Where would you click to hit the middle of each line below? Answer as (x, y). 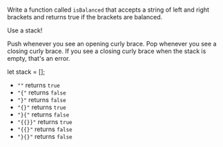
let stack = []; (26, 72)
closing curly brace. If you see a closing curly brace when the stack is (107, 51)
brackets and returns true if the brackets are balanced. (85, 17)
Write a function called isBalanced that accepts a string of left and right (108, 10)
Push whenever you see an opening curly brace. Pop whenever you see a (112, 44)
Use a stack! (25, 30)
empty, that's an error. (39, 59)
